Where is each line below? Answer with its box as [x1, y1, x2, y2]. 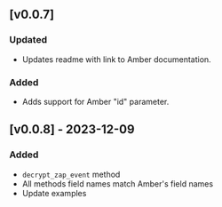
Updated [9, 34, 47, 46]
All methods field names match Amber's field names [21, 178, 214, 189]
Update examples [21, 187, 87, 198]
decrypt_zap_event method [21, 169, 121, 179]
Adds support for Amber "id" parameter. [21, 96, 170, 107]
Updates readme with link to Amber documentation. [21, 53, 211, 65]
